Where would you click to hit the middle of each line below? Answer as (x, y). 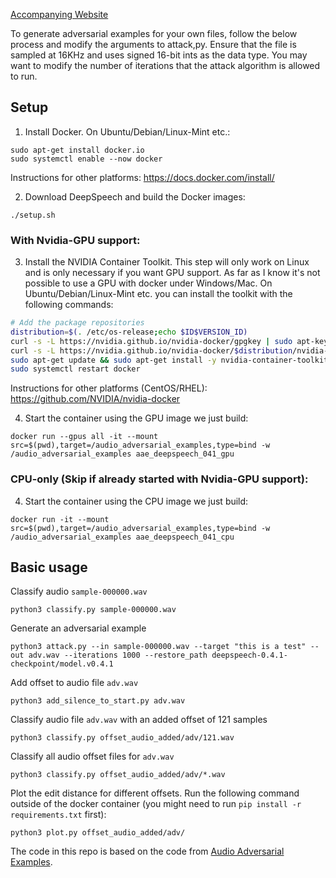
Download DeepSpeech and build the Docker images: (135, 196)
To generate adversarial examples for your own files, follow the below (154, 33)
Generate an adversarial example (78, 628)
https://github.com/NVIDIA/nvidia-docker (95, 399)
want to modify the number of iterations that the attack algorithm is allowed (165, 65)
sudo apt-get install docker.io (77, 150)
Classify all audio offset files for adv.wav (92, 756)
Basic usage (49, 567)
